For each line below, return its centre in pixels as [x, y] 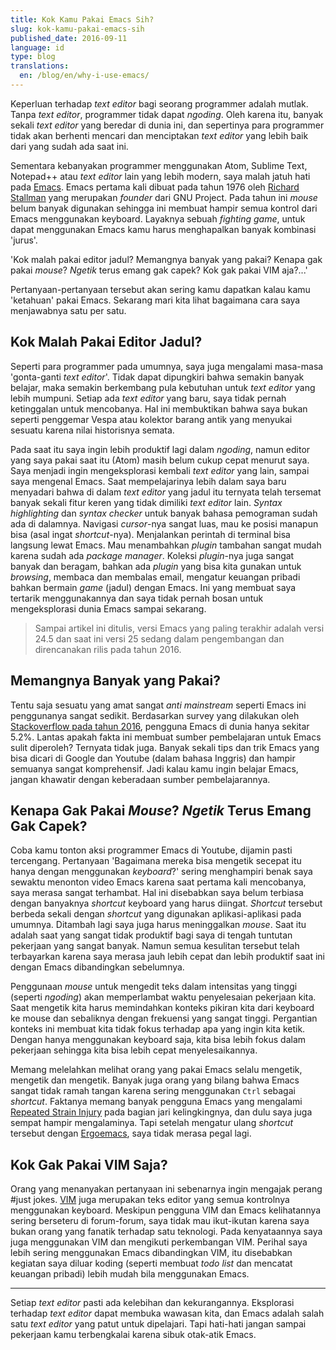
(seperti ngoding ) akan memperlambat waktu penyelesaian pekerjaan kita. [163, 997]
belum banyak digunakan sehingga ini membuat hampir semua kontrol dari [164, 208]
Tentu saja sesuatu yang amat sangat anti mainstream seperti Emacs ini [158, 705]
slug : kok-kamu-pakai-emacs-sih [77, 29]
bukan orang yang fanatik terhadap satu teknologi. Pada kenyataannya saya [166, 1232]
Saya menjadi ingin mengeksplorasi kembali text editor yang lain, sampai [160, 470]
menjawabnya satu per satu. [68, 310]
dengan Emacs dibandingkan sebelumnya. [97, 967]
